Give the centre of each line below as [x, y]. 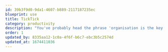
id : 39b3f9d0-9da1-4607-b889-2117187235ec [50, 10]
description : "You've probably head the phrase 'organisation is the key [84, 28]
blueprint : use [21, 14]
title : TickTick [22, 19]
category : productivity [30, 24]
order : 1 [14, 33]
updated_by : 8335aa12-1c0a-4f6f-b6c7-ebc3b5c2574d [59, 38]
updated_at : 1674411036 [30, 42]
